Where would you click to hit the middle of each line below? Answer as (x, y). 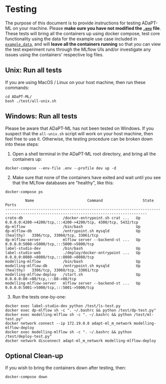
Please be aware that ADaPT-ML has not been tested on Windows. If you (80, 128)
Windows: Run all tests (41, 116)
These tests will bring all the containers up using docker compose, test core (83, 33)
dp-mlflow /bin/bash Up (73, 227)
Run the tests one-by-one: (39, 296)
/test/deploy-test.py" (28, 336)
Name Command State (89, 200)
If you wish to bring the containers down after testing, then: (66, 368)
